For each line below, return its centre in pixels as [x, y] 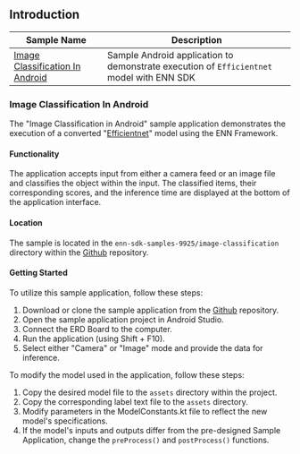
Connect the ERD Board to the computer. [97, 329]
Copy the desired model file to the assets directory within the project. [150, 392]
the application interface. [55, 202]
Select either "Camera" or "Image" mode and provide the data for [142, 347]
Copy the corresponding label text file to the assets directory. [135, 401]
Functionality [34, 154]
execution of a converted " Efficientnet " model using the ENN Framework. [144, 133]
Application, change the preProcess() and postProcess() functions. [146, 440]
